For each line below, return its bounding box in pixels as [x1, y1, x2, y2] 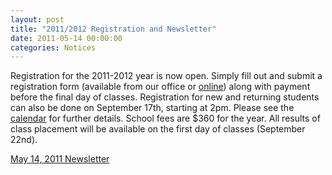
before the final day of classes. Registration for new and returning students [10, 91, 320, 103]
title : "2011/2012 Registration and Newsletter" [10, 24, 217, 34]
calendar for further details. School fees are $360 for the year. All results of [10, 112, 321, 125]
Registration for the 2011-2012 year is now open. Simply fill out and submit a [10, 70, 323, 82]
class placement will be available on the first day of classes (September [10, 123, 306, 135]
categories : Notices [10, 42, 97, 53]
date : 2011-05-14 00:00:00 [10, 33, 123, 43]
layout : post [10, 14, 65, 25]
